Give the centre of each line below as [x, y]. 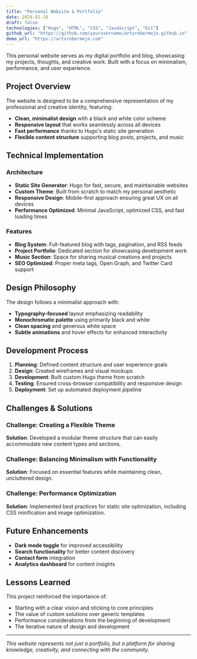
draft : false [22, 22]
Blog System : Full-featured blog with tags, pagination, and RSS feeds [98, 244]
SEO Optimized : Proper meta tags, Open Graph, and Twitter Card [93, 263]
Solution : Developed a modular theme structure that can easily [82, 438]
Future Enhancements [47, 531]
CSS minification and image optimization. [56, 513]
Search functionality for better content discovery [74, 551]
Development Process [47, 351]
